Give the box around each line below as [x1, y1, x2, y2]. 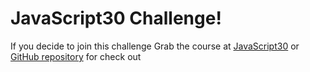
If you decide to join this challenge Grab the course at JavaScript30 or [10, 40, 300, 52]
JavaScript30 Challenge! [10, 7, 222, 30]
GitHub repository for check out [10, 50, 142, 62]
